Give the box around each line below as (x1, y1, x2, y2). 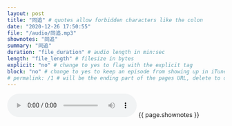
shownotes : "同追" (7, 36, 58, 43)
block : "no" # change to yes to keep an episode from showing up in (7, 68, 209, 75)
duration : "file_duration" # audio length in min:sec (7, 49, 166, 56)
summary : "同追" (7, 42, 52, 49)
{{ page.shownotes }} (137, 111, 200, 119)
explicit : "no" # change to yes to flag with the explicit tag (7, 62, 193, 69)
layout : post (7, 10, 45, 17)
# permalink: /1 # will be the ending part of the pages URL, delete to (7, 74, 221, 82)
